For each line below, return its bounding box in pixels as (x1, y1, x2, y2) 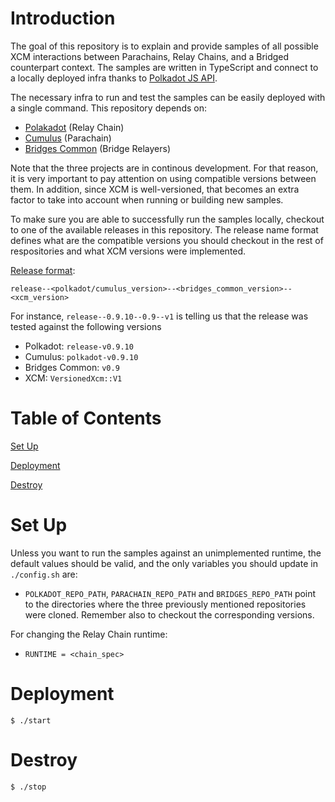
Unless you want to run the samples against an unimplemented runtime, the (10, 547, 322, 559)
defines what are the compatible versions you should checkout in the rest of (10, 234, 324, 246)
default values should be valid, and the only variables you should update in (10, 557, 318, 569)
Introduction (10, 7, 116, 30)
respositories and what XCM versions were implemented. (10, 245, 247, 257)
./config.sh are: (10, 568, 78, 580)
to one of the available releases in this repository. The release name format (10, 223, 319, 236)
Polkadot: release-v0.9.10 (24, 340, 134, 352)
